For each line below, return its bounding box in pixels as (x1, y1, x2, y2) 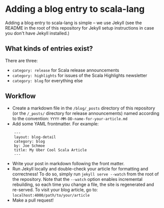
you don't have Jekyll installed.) (5, 30, 70, 36)
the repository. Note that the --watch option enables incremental (12, 176, 143, 182)
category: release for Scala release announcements (12, 67, 120, 73)
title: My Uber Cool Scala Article (14, 147, 87, 152)
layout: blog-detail (14, 135, 56, 139)
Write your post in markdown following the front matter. (12, 160, 125, 166)
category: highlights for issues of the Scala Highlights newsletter (12, 72, 147, 78)
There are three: (5, 58, 38, 64)
